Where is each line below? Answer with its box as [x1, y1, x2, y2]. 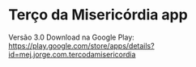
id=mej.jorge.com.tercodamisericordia [8, 49, 136, 59]
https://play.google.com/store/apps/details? [8, 40, 156, 50]
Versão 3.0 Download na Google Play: [8, 32, 135, 42]
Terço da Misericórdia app [8, 6, 188, 24]
